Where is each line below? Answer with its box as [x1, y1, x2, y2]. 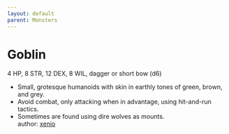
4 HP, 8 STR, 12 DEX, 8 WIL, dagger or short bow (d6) [7, 69, 162, 78]
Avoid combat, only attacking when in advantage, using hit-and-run [17, 98, 212, 106]
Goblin [7, 47, 47, 62]
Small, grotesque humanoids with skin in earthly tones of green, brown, [17, 83, 223, 91]
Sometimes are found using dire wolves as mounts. [17, 112, 165, 121]
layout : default [7, 10, 54, 17]
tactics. [17, 105, 39, 113]
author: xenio [17, 119, 56, 128]
